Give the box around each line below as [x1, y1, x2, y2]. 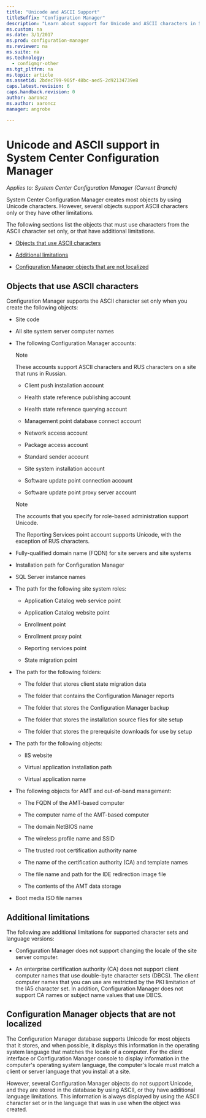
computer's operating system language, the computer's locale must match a [6, 1061, 199, 1068]
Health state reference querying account [24, 406, 128, 413]
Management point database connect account [24, 417, 142, 425]
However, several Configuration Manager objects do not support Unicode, [6, 1079, 193, 1087]
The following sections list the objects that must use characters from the [6, 221, 189, 228]
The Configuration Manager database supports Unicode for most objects [6, 1035, 191, 1042]
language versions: [6, 935, 55, 942]
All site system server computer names [15, 328, 115, 335]
